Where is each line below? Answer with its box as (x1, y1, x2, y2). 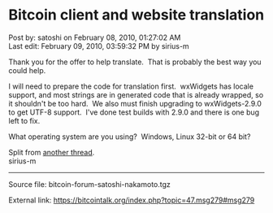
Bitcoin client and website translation (8, 6, 265, 24)
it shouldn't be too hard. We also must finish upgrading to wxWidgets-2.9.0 (8, 98, 262, 108)
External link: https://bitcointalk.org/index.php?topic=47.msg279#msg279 (8, 195, 255, 205)
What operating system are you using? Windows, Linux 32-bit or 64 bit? (8, 132, 251, 141)
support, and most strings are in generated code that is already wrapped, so (8, 89, 264, 99)
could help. (8, 65, 46, 75)
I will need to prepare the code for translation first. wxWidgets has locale (8, 81, 254, 91)
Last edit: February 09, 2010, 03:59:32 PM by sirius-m (8, 41, 189, 50)
